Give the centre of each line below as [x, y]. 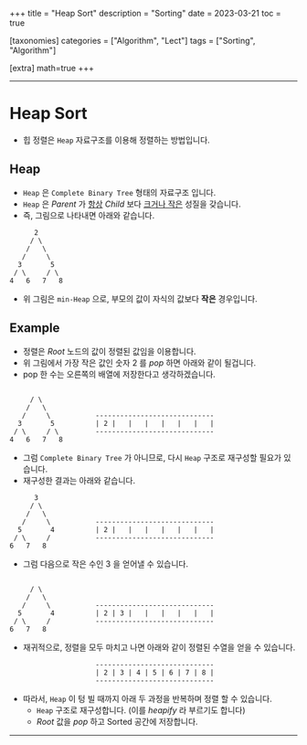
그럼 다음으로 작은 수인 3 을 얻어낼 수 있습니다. [106, 564]
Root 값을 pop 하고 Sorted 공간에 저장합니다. [117, 721]
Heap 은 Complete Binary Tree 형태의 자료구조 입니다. [119, 192]
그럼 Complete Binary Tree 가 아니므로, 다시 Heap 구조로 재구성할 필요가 [152, 457]
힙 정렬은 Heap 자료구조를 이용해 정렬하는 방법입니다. [116, 140]
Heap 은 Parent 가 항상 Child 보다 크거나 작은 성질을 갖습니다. [132, 204]
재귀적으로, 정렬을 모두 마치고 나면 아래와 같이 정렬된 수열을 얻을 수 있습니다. [159, 647]
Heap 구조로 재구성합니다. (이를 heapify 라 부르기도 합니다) [141, 710]
